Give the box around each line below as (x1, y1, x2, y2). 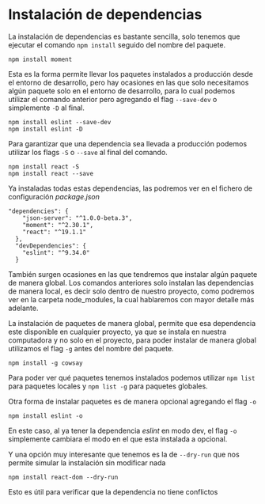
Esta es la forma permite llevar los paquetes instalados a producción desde (8, 69, 253, 78)
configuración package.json (8, 191, 100, 201)
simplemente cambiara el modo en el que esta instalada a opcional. (8, 434, 228, 444)
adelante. (8, 303, 39, 313)
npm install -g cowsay (8, 358, 83, 367)
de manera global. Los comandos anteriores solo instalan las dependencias (8, 278, 255, 287)
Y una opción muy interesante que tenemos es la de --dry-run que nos (8, 449, 240, 459)
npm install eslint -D (8, 125, 83, 133)
